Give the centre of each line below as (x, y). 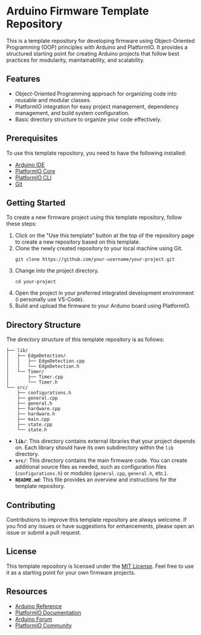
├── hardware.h (36, 414)
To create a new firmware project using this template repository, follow (94, 217)
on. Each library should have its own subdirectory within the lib (94, 448)
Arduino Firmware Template (78, 11)
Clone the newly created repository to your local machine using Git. (99, 249)
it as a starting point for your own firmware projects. (71, 572)
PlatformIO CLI (33, 177)
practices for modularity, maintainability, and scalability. (75, 60)
